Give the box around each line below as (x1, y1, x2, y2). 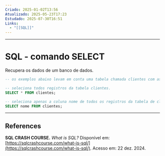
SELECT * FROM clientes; (5, 90, 56, 95)
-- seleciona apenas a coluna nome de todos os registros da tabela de (5, 99, 155, 104)
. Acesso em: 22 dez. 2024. (90, 145, 146, 151)
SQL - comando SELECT (5, 51, 105, 62)
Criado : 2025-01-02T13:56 (5, 7, 58, 12)
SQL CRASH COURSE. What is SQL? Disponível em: (5, 135, 110, 141)
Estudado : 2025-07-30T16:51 (5, 16, 63, 21)
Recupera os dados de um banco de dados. (5, 67, 94, 74)
